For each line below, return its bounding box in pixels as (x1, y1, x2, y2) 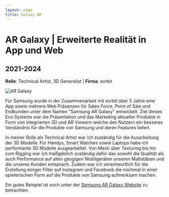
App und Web (5, 44, 64, 56)
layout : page (5, 7, 33, 13)
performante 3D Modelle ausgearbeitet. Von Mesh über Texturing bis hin (5, 145, 156, 151)
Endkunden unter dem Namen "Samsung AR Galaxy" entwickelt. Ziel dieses (5, 108, 162, 114)
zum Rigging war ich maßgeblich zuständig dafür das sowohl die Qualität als (5, 150, 164, 157)
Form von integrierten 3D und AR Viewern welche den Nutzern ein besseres (5, 119, 163, 125)
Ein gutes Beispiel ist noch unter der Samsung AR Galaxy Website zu (5, 181, 148, 187)
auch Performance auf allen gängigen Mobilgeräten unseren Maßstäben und (5, 156, 164, 162)
